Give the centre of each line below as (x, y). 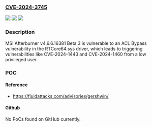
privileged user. (22, 59)
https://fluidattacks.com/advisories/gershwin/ (60, 96)
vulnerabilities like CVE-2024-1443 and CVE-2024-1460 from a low (76, 54)
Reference (17, 85)
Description (20, 32)
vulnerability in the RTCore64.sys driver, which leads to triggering (74, 48)
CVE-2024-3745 (26, 7)
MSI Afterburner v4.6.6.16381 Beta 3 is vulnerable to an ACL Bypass (76, 43)
